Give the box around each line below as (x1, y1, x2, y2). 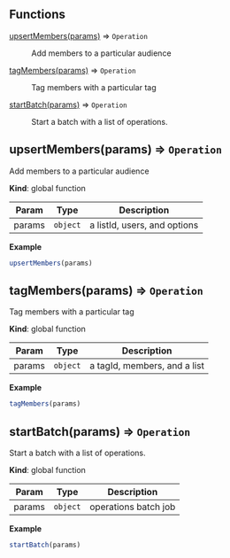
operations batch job (89, 500, 176, 513)
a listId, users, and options (89, 219, 199, 231)
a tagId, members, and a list (89, 360, 205, 372)
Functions (9, 7, 66, 22)
